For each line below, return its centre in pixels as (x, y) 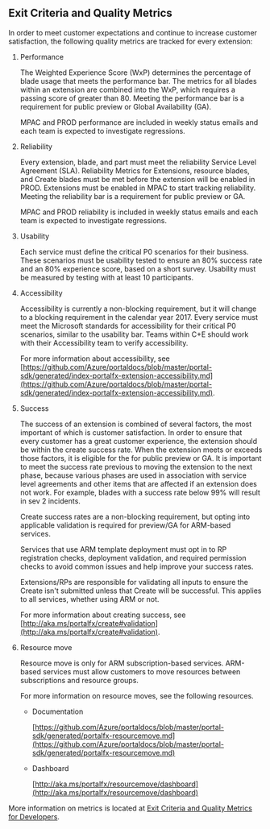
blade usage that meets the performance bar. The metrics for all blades (138, 81)
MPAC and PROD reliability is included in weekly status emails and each (139, 212)
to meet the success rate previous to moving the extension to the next (136, 466)
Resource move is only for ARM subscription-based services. (122, 663)
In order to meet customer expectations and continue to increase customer (133, 32)
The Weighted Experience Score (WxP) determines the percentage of (135, 73)
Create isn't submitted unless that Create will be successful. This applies (141, 591)
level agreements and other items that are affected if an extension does (139, 483)
